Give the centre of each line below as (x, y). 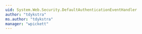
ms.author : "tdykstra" (29, 19)
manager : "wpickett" (27, 24)
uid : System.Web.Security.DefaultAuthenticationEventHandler (71, 10)
